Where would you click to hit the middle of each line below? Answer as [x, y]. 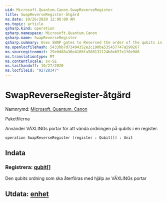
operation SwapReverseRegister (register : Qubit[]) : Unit [69, 138]
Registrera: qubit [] [28, 167]
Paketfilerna [17, 119]
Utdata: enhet [27, 194]
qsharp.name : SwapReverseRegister [41, 38]
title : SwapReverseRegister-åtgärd [42, 15]
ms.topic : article [24, 24]
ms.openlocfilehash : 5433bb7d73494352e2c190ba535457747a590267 [72, 47]
